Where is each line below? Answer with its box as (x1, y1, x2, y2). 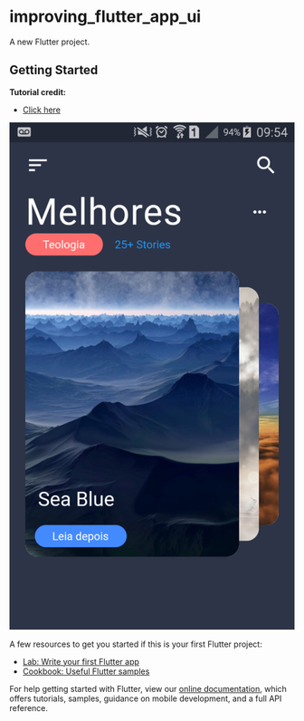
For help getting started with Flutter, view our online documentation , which (9, 683, 288, 694)
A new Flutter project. (9, 36, 90, 47)
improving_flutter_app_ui (9, 6, 202, 27)
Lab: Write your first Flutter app (22, 656, 140, 667)
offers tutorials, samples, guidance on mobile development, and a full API (9, 693, 282, 704)
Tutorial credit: (9, 86, 66, 97)
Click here (22, 104, 62, 115)
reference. (9, 702, 48, 713)
